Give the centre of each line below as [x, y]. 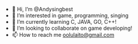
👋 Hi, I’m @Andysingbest [42, 9]
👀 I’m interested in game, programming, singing [70, 15]
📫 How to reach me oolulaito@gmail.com [63, 35]
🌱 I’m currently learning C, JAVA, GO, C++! [64, 22]
